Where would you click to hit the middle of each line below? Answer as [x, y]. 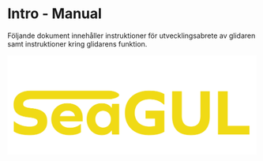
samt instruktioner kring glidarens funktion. [77, 43]
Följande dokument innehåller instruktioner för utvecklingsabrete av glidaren [131, 36]
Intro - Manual [54, 14]
